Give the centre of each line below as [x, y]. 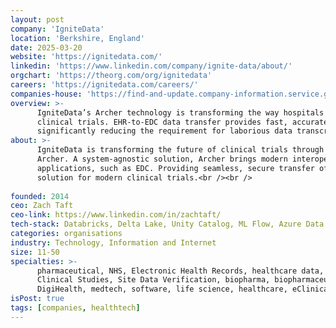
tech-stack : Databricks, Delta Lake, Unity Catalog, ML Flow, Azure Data [167, 224]
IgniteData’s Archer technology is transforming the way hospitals [180, 112]
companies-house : [46, 94]
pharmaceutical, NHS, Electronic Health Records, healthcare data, [180, 271]
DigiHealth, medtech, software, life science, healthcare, [162, 289]
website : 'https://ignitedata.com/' [86, 57]
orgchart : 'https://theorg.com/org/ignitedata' [111, 76]
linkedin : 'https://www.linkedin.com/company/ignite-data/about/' [151, 66]
